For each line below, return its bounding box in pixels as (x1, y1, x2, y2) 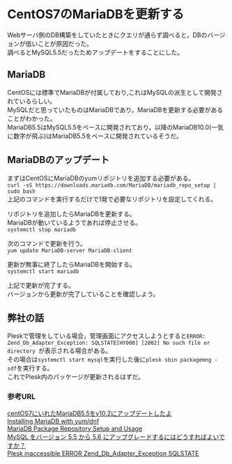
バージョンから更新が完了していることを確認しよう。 (7, 290, 160, 298)
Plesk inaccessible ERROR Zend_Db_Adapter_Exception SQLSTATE (7, 449, 199, 457)
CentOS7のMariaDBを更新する (7, 6, 185, 22)
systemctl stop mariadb (7, 226, 77, 233)
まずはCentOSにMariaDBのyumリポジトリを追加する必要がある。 (7, 173, 195, 182)
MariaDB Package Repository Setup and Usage (7, 424, 143, 433)
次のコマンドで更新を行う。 (7, 239, 87, 247)
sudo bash (7, 187, 36, 195)
